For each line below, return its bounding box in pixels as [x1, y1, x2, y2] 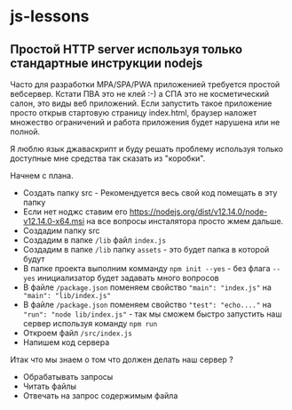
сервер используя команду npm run [22, 318, 158, 328]
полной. [10, 126, 41, 137]
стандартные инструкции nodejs [10, 55, 203, 70]
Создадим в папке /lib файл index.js [22, 235, 167, 245]
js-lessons [10, 6, 90, 27]
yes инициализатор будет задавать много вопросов [22, 273, 220, 283]
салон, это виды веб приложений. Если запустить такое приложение [10, 98, 272, 109]
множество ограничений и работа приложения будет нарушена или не [10, 117, 280, 127]
